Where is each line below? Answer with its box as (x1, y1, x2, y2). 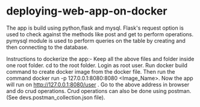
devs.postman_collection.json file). (19, 94, 105, 101)
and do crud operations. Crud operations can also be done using (6, 87, 167, 94)
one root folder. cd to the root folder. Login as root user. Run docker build (6, 62, 188, 69)
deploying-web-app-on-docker (6, 4, 167, 18)
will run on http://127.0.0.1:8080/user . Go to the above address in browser (6, 80, 190, 88)
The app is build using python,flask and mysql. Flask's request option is (6, 24, 184, 31)
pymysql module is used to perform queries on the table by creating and (6, 37, 186, 44)
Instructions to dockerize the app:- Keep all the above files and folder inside (6, 55, 195, 62)
